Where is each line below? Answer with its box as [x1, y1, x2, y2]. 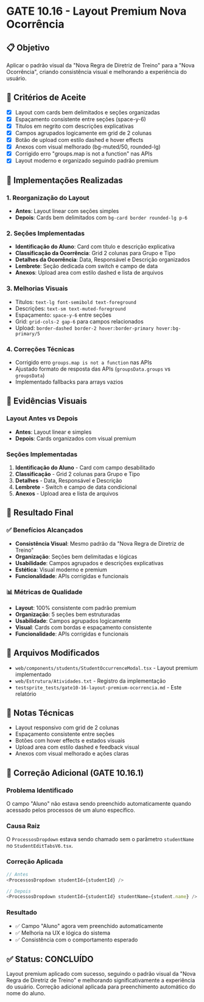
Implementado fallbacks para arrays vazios [15, 378, 124, 385]
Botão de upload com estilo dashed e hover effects [15, 136, 144, 144]
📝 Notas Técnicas [6, 708, 74, 718]
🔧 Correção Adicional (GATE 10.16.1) [6, 768, 144, 778]
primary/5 [15, 330, 41, 337]
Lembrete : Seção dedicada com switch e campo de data [15, 262, 158, 270]
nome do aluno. [6, 990, 46, 997]
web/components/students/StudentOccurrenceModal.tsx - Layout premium [15, 664, 198, 671]
